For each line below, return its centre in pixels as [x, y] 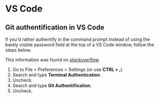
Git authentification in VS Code [55, 27]
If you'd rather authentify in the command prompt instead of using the [77, 39]
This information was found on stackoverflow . [53, 60]
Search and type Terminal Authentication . [57, 75]
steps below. [18, 50]
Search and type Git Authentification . [52, 85]
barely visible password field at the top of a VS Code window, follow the [80, 45]
